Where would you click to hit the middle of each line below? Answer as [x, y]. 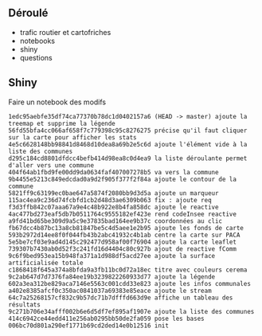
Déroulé [28, 13]
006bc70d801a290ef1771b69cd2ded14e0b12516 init [89, 326]
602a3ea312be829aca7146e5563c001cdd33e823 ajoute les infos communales [129, 283]
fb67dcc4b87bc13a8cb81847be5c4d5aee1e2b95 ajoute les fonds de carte [126, 228]
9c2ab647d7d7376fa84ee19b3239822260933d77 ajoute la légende [112, 277]
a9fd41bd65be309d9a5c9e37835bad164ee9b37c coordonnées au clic [115, 221]
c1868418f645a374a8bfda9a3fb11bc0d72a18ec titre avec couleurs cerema [128, 270]
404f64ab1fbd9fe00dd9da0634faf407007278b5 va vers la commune [113, 172]
